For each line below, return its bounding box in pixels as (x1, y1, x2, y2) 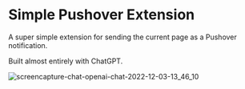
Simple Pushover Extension (8, 6, 195, 24)
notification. (8, 40, 48, 50)
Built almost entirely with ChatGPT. (8, 56, 123, 66)
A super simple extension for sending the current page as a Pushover (8, 32, 238, 42)
